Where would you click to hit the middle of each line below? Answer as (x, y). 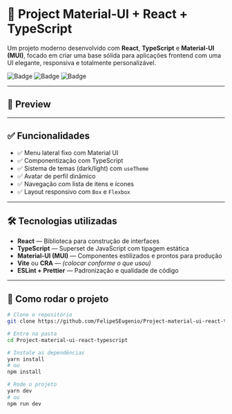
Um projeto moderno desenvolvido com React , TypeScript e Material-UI (111, 48)
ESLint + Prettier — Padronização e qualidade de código (98, 271)
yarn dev (20, 391)
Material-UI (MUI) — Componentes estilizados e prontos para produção (119, 256)
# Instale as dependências (46, 352)
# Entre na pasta (32, 334)
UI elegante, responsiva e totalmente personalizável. (82, 62)
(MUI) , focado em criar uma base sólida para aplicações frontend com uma (114, 55)
